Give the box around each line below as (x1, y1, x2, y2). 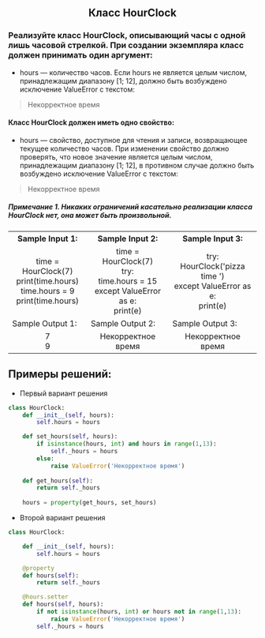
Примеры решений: (8, 367, 112, 381)
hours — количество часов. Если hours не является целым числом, (19, 67, 247, 77)
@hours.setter (22, 593, 69, 601)
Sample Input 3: (182, 233, 243, 244)
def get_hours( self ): (22, 477, 93, 485)
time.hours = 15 (98, 276, 158, 287)
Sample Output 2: (90, 317, 156, 328)
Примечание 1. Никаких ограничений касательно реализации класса (8, 202, 253, 212)
